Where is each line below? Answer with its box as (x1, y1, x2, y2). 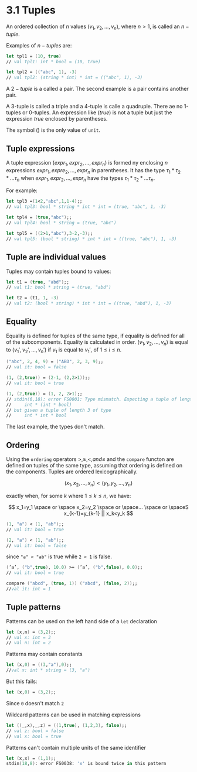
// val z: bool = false (6, 727, 64, 734)
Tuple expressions (6, 144, 75, 153)
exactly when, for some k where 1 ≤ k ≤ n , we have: (6, 492, 131, 499)
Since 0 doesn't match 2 (6, 699, 64, 706)
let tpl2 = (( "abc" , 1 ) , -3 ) (6, 69, 77, 75)
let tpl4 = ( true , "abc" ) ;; (6, 214, 72, 220)
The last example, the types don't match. (6, 423, 105, 431)
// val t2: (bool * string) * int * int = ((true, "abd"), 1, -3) (6, 300, 172, 306)
